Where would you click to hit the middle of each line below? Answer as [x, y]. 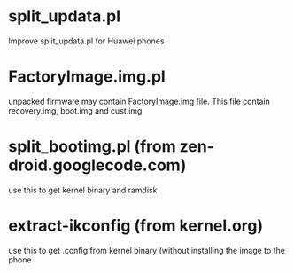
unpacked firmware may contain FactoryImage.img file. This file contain [139, 101]
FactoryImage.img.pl [87, 77]
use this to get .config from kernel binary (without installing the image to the [147, 250]
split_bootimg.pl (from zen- [111, 147]
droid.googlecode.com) [97, 165]
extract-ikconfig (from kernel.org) [136, 226]
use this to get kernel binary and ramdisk [83, 190]
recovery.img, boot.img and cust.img [75, 110]
